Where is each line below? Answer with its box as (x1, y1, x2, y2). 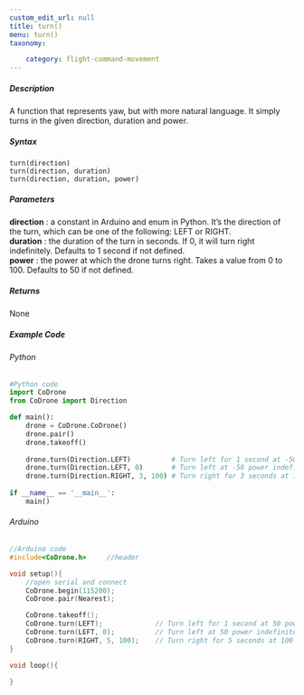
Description (9, 82, 55, 93)
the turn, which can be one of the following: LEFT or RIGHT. (9, 226, 233, 237)
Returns (9, 285, 41, 296)
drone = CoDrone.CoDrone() (25, 422, 128, 431)
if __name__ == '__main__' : (9, 489, 116, 498)
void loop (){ (9, 661, 59, 670)
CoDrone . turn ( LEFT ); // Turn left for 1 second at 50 (25, 619, 281, 629)
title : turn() (9, 22, 63, 31)
